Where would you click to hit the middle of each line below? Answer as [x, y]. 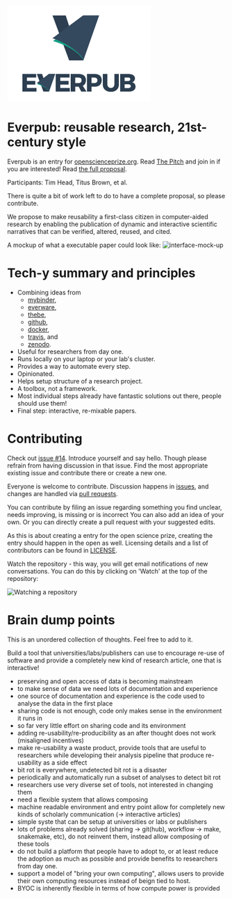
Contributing [45, 439]
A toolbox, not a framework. [57, 388]
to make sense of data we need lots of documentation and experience [117, 688]
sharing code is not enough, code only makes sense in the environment [119, 710]
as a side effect [65, 762]
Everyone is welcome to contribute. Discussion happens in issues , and [108, 486]
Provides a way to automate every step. [74, 366]
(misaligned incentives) [51, 740]
